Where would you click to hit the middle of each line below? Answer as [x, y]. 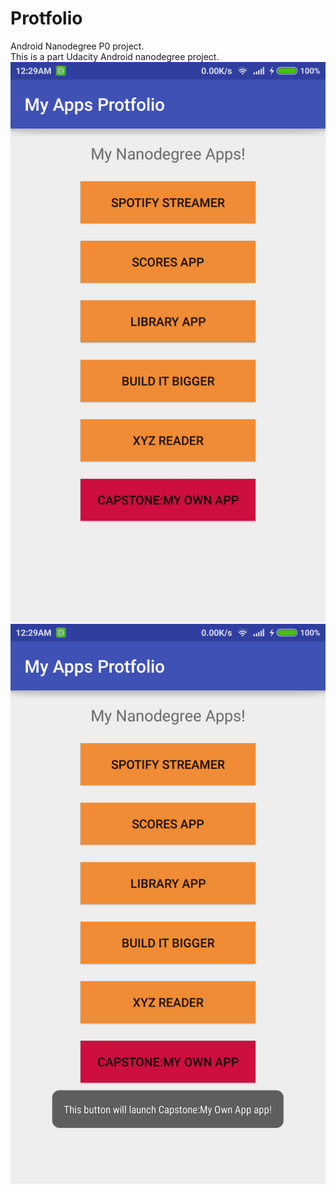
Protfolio [46, 18]
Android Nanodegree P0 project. [77, 46]
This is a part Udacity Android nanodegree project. [115, 56]
